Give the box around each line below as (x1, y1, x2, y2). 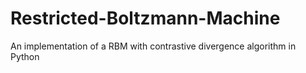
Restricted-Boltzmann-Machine (10, 7, 281, 30)
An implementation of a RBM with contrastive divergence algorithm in (10, 40, 297, 52)
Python (10, 50, 40, 62)
